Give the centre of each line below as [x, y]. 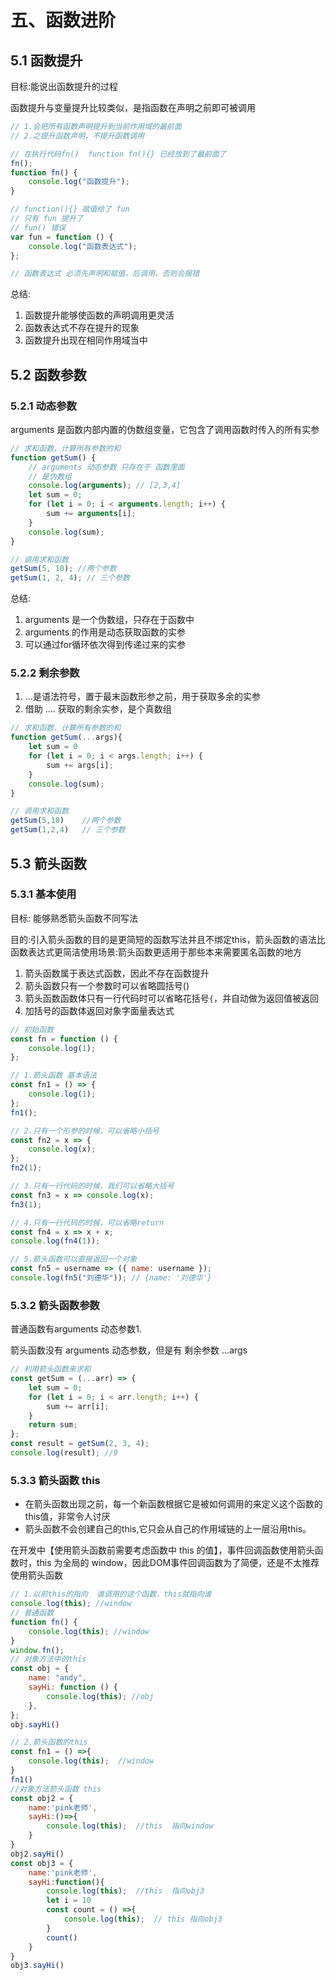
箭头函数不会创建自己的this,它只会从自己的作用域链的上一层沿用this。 [168, 1529]
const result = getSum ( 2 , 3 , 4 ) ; [80, 1444]
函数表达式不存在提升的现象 [82, 328]
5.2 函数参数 [48, 374]
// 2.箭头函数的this [49, 1742]
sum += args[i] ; [80, 765]
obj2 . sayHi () [37, 1854]
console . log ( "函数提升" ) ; [79, 182]
